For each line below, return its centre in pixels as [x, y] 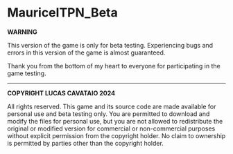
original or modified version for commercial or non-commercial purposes [111, 128]
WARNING [22, 32]
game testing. [27, 73]
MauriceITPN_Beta [62, 13]
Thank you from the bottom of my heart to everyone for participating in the [114, 66]
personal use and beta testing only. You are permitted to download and [109, 114]
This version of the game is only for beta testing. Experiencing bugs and [110, 45]
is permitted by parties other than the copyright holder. [86, 143]
